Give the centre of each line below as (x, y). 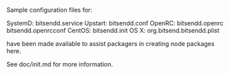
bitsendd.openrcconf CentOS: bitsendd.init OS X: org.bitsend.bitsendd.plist (113, 30)
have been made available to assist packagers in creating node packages (111, 44)
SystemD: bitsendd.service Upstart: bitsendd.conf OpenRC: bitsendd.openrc (115, 23)
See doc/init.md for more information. (60, 64)
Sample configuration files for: (49, 10)
